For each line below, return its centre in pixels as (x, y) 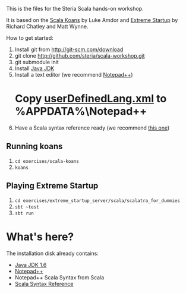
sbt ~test (27, 207)
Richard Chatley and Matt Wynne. (47, 26)
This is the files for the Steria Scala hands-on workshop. (75, 9)
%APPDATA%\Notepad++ (81, 111)
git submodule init (37, 62)
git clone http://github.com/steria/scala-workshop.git (80, 56)
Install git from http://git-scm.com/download (69, 49)
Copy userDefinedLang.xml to (91, 99)
